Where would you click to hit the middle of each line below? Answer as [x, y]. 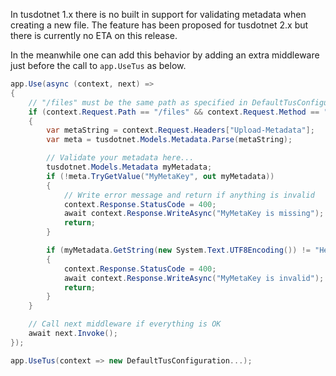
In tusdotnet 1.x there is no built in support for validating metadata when [158, 14]
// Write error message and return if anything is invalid [189, 195]
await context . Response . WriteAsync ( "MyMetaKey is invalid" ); [194, 278]
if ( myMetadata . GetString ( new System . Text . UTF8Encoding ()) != [178, 250]
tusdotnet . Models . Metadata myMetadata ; [129, 167]
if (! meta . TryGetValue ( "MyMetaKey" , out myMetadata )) [160, 176]
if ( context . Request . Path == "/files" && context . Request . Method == [174, 112]
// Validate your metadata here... [120, 158]
